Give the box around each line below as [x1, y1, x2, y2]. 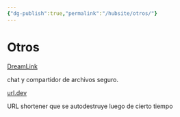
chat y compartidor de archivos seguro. [7, 75, 118, 83]
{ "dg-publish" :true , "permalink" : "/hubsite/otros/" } [7, 10, 157, 17]
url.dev [7, 88, 27, 96]
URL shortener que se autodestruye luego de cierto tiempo [7, 102, 173, 110]
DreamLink [7, 62, 38, 70]
